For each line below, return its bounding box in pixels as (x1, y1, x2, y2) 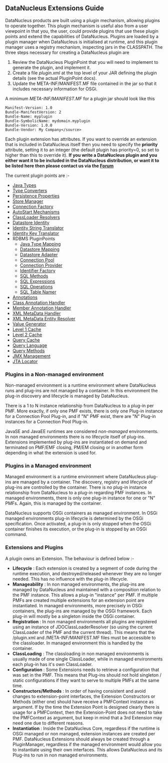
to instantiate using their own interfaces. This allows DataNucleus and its (12, 746, 162, 752)
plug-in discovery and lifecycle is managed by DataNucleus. (5, 393, 129, 399)
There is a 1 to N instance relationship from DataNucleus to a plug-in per (5, 403, 154, 409)
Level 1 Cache (12, 326, 41, 332)
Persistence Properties (12, 193, 60, 199)
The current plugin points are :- (5, 172, 70, 178)
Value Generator (12, 321, 46, 327)
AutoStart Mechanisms (12, 208, 60, 215)
